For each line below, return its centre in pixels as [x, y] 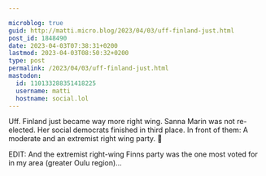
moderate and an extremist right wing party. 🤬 [85, 139]
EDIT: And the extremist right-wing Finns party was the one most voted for [133, 154]
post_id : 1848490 [38, 38]
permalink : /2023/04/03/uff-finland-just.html [89, 69]
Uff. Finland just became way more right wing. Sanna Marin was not [122, 122]
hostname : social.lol [52, 98]
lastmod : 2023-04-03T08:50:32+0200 [69, 54]
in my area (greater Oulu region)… [65, 163]
